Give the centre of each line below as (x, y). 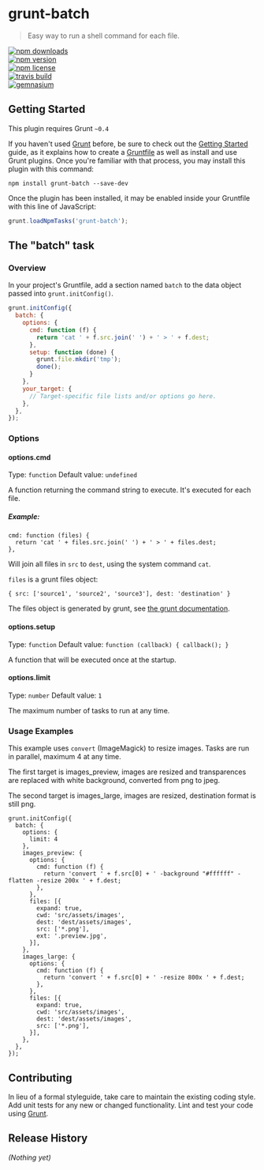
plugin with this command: (51, 169)
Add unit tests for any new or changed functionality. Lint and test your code (131, 1105)
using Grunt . (28, 1113)
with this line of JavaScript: (52, 206)
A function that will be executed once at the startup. (93, 660)
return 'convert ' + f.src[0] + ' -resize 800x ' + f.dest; (144, 978)
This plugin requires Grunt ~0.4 (58, 128)
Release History (48, 1138)
